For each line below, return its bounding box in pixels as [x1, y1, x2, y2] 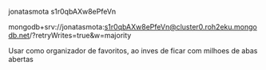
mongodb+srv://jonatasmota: [8, 22, 105, 31]
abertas [8, 55, 34, 64]
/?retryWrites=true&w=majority [29, 31, 132, 40]
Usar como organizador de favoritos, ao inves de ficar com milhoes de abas [8, 46, 258, 55]
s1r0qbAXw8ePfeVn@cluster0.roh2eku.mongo [104, 22, 257, 31]
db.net [8, 31, 30, 40]
